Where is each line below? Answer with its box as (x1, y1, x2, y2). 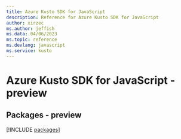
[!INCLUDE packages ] (6, 126, 60, 133)
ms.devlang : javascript (6, 43, 66, 49)
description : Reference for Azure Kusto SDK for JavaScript (6, 14, 159, 20)
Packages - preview (6, 110, 82, 120)
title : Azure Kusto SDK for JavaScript (6, 8, 106, 15)
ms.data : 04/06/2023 (6, 31, 58, 37)
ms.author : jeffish (6, 25, 55, 32)
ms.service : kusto (6, 48, 52, 54)
